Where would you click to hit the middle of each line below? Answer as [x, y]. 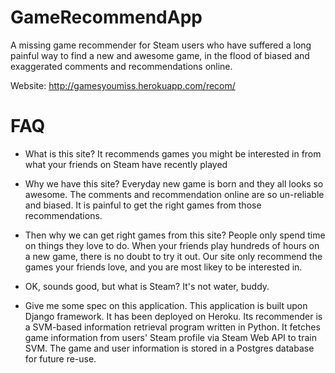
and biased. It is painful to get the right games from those [143, 205]
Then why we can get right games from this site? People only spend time [175, 235]
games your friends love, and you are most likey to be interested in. [163, 267]
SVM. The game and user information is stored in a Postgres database [169, 348]
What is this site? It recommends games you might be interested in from [173, 153]
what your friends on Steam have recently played [126, 164]
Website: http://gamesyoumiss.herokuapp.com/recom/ [123, 85]
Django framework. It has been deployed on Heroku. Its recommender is [173, 316]
